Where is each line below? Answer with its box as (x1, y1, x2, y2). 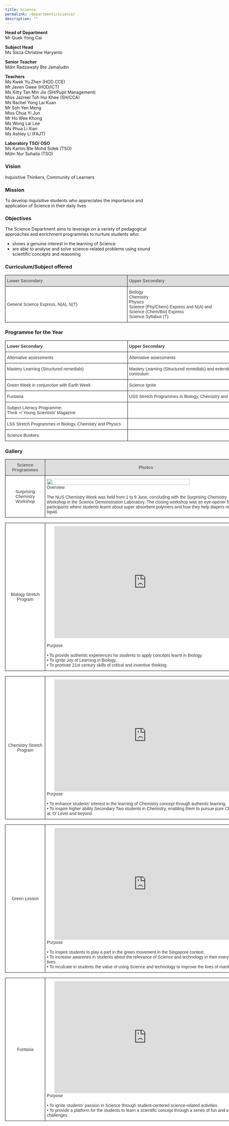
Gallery (5, 447, 23, 454)
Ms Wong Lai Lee (5, 120, 40, 126)
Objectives (5, 215, 32, 222)
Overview (46, 485, 65, 490)
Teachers (5, 74, 25, 80)
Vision (5, 163, 21, 170)
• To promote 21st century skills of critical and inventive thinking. (46, 662, 168, 668)
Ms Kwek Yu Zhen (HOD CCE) (5, 79, 66, 85)
